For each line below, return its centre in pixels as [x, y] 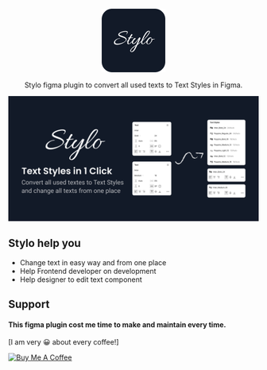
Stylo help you [44, 243]
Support [29, 304]
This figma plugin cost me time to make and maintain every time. [117, 324]
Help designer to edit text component [81, 279]
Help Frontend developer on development [88, 271]
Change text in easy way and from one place [93, 262]
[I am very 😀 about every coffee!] [64, 342]
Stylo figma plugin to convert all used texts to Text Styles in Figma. [133, 85]
